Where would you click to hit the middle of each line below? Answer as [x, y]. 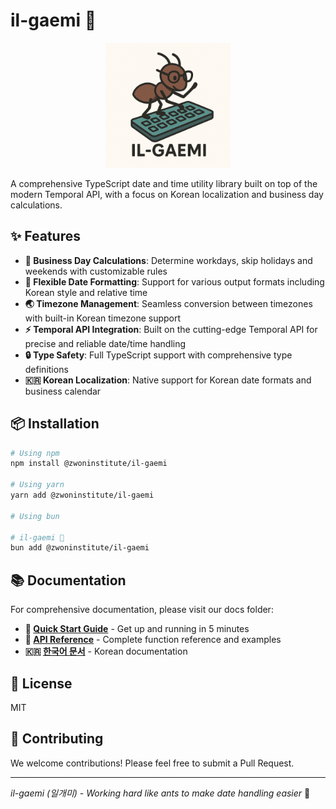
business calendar [63, 391]
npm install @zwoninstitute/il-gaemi [89, 464]
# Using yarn [37, 485]
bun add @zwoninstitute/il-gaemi [80, 548]
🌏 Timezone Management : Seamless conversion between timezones [168, 303]
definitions [46, 369]
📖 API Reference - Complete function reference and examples [153, 640]
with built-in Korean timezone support [103, 318]
